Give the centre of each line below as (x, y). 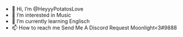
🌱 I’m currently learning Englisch (51, 21)
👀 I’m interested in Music (41, 15)
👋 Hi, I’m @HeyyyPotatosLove (47, 9)
